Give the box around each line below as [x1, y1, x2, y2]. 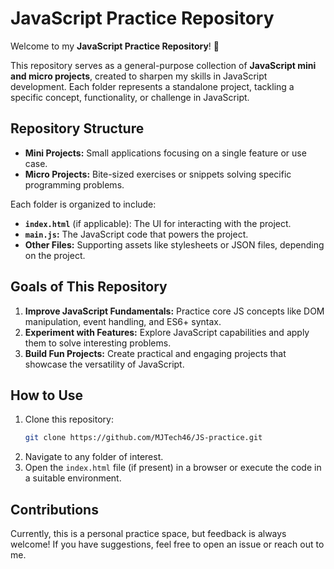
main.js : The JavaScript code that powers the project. [24, 228, 249, 240]
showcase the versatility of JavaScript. [24, 358, 185, 370]
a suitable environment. [24, 472, 122, 484]
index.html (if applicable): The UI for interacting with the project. [24, 217, 292, 229]
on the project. [24, 249, 86, 261]
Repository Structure [10, 120, 145, 137]
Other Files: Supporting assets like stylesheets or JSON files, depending [24, 238, 325, 251]
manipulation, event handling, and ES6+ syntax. [24, 315, 222, 327]
